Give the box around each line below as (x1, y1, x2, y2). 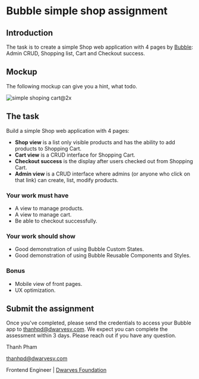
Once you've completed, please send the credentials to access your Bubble (6, 319, 191, 327)
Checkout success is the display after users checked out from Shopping (14, 157, 193, 164)
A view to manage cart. (14, 211, 72, 218)
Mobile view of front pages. (14, 280, 83, 287)
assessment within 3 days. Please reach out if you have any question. (6, 332, 176, 339)
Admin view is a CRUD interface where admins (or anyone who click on (14, 170, 191, 177)
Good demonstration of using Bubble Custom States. (14, 246, 144, 253)
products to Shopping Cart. (14, 145, 82, 152)
